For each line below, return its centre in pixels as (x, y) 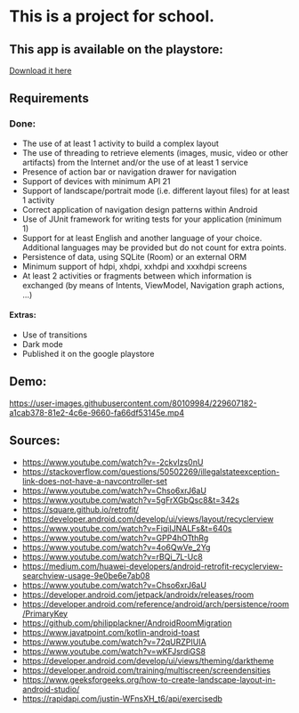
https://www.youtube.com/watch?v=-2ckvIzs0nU (113, 462)
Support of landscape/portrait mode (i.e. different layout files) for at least (156, 190)
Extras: (23, 315)
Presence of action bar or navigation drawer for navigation (129, 172)
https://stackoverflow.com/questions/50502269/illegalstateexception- (151, 471)
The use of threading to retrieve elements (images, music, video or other (155, 152)
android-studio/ (51, 689)
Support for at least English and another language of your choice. (142, 238)
